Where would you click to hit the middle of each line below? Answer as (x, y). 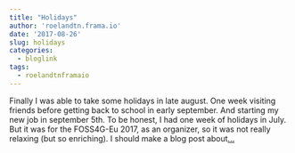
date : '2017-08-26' (45, 34)
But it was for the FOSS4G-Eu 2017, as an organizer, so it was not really (140, 129)
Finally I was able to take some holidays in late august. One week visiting (143, 101)
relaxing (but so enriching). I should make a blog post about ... (122, 138)
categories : (31, 51)
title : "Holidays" (43, 17)
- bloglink (37, 59)
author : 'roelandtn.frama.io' (66, 26)
